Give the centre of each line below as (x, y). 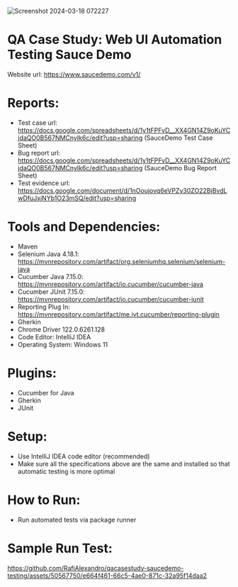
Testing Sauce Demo (69, 55)
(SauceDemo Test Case (178, 138)
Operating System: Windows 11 (63, 344)
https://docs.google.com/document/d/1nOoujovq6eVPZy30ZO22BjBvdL (122, 190)
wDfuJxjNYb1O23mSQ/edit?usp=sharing (77, 198)
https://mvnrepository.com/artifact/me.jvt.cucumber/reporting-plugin (118, 314)
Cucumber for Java (46, 393)
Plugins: (32, 373)
